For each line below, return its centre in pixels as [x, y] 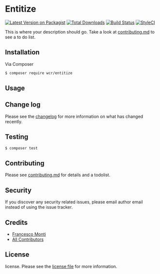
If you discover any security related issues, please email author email [74, 202]
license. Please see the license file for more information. [61, 266]
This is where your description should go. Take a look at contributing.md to [80, 32]
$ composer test [21, 148]
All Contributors [28, 239]
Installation [22, 52]
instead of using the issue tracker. [39, 207]
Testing [17, 137]
